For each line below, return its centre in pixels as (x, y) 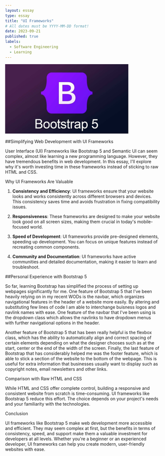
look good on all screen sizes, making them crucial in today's (74, 222)
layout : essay (20, 10)
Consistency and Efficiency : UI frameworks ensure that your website (83, 191)
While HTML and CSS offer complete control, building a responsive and (78, 388)
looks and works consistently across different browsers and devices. (82, 196)
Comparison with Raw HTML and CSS (44, 379)
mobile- (145, 222)
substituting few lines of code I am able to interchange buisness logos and (81, 307)
